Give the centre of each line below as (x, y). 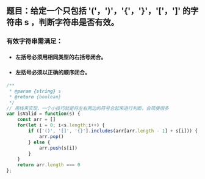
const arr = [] (37, 120)
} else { (39, 142)
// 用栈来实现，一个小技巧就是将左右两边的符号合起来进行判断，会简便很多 (88, 108)
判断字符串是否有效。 (79, 22)
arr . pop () (51, 136)
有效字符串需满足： (34, 42)
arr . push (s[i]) (58, 148)
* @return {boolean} (35, 97)
